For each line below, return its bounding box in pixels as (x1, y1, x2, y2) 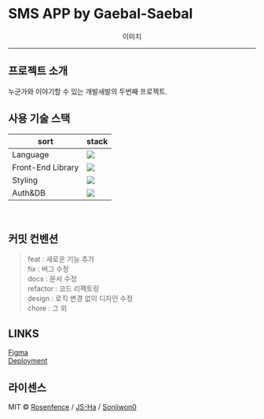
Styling (12, 175, 38, 186)
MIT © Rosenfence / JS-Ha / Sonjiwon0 (8, 402, 137, 411)
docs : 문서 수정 (27, 274, 77, 284)
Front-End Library (12, 162, 79, 173)
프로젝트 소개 (8, 64, 68, 78)
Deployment (8, 356, 48, 366)
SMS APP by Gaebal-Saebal (8, 5, 193, 23)
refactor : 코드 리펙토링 (27, 284, 100, 293)
